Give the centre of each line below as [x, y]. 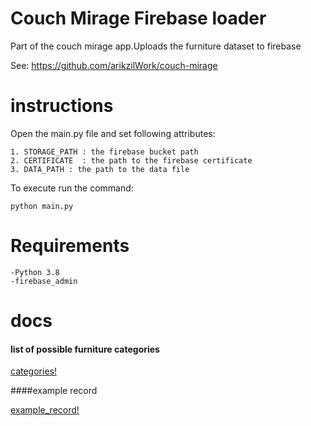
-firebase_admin [44, 281]
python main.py [42, 206]
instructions [62, 106]
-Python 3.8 [35, 272]
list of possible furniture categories [85, 349]
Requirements [70, 246]
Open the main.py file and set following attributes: [113, 133]
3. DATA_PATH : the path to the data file [100, 169]
